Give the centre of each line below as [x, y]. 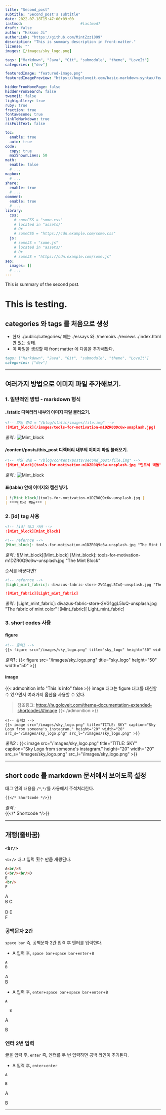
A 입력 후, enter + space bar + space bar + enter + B [60, 992]
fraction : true [21, 110]
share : [12, 183]
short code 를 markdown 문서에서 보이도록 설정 [76, 776]
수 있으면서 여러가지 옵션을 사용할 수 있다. [45, 695]
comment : [14, 197]
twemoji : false [21, 96]
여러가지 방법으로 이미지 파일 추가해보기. [63, 384]
